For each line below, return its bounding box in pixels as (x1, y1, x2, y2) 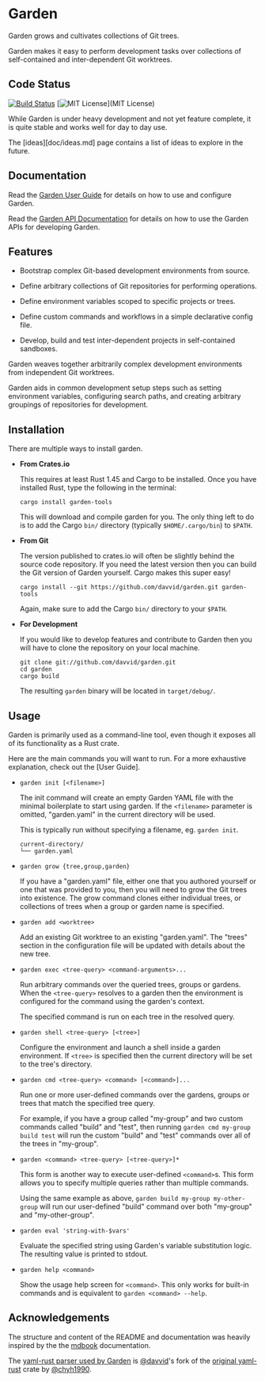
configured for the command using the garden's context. (19, 997, 205, 1005)
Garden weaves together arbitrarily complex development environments (8, 359, 243, 369)
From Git (19, 536, 49, 546)
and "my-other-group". (19, 1210, 95, 1219)
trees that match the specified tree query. (19, 1099, 156, 1107)
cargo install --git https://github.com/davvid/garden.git (19, 583, 219, 592)
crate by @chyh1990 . (22, 1364, 93, 1373)
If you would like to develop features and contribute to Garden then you (19, 634, 253, 645)
